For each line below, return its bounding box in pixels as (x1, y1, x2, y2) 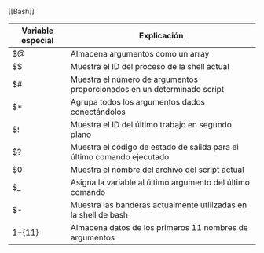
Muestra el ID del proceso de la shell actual (70, 61, 229, 71)
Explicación (138, 31, 184, 41)
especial (20, 35, 54, 46)
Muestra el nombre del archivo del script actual (70, 164, 245, 175)
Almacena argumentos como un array (70, 49, 210, 59)
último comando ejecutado (70, 152, 170, 162)
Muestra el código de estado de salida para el (70, 141, 240, 152)
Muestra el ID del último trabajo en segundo (70, 119, 232, 130)
